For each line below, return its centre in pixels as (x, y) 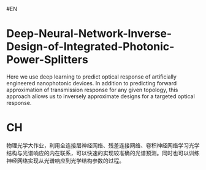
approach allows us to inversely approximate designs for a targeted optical (101, 96)
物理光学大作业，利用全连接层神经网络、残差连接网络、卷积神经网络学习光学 (103, 145)
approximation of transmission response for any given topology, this (92, 90)
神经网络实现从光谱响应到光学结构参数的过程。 (65, 160)
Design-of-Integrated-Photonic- (90, 47)
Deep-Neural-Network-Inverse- (89, 34)
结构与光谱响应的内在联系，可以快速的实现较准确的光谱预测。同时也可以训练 (103, 153)
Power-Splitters (48, 60)
